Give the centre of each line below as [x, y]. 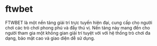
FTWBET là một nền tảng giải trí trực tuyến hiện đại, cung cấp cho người [79, 23]
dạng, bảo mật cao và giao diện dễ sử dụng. [50, 38]
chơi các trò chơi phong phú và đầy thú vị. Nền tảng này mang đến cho [78, 27]
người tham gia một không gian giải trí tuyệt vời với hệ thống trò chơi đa [78, 33]
